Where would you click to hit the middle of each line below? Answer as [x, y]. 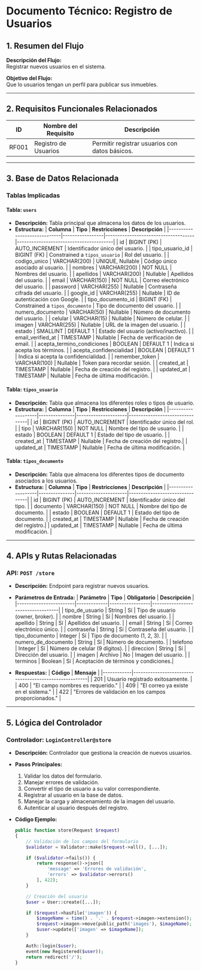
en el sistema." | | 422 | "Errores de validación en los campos [90, 692]
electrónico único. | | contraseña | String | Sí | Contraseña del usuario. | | [104, 629]
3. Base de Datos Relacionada [63, 179]
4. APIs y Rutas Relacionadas [62, 556]
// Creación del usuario [57, 896]
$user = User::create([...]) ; [63, 902]
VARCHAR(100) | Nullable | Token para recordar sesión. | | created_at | [101, 363]
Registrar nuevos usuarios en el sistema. [56, 66]
